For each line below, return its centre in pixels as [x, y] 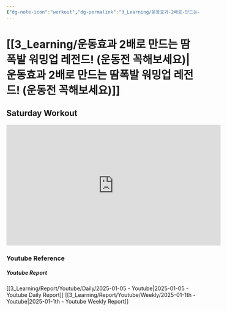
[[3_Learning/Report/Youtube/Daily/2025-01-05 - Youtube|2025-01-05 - [98, 288]
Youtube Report [27, 273]
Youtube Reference [36, 258]
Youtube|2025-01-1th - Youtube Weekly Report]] [68, 301]
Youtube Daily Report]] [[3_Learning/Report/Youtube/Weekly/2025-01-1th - [101, 294]
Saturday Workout [42, 113]
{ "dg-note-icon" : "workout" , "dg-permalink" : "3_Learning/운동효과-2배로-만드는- [103, 12]
